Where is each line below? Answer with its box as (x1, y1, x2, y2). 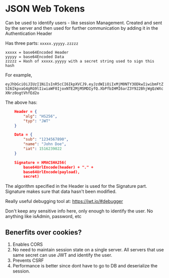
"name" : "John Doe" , (23, 142, 67, 147)
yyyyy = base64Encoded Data (5, 54, 65, 59)
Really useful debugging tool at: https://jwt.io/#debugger (5, 198, 124, 204)
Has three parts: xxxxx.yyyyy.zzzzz (5, 40, 79, 46)
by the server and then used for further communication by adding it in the (5, 25, 158, 31)
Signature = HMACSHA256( (14, 160, 67, 165)
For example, (5, 72, 33, 78)
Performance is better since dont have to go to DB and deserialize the (12, 263, 158, 269)
